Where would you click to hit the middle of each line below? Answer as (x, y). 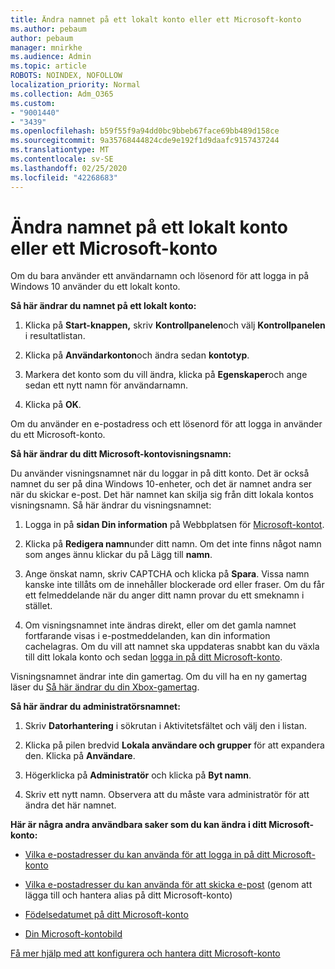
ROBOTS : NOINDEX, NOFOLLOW (66, 76)
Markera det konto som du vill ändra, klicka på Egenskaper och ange (166, 375)
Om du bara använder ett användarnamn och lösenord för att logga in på (160, 276)
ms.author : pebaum (48, 29)
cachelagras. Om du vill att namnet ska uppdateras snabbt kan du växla (172, 647)
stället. (38, 606)
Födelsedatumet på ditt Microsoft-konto (106, 915)
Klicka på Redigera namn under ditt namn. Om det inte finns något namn (173, 544)
